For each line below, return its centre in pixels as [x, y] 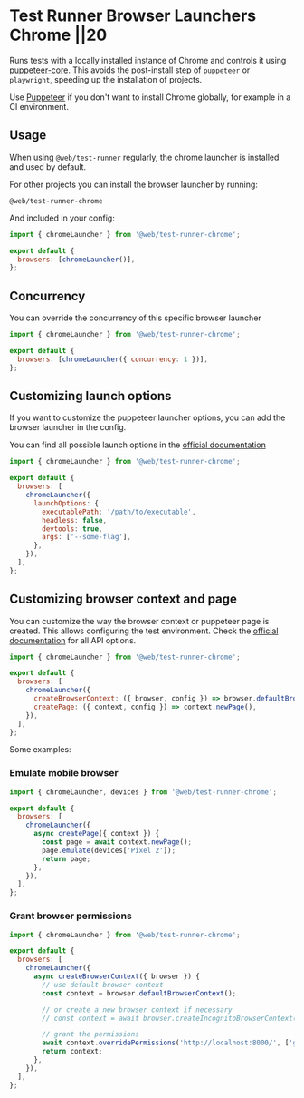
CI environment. [39, 106]
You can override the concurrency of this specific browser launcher [136, 318]
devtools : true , [72, 529]
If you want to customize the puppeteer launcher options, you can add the [147, 417]
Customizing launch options [90, 396]
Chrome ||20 [58, 35]
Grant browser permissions [71, 916]
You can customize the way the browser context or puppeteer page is [139, 621]
